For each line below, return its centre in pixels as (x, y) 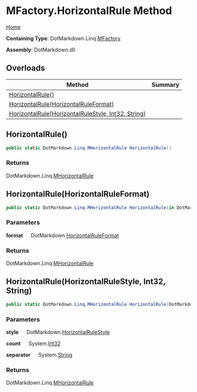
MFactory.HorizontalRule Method (89, 11)
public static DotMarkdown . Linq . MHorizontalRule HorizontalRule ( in (90, 207)
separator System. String (39, 355)
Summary (166, 84)
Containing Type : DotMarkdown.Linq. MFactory (63, 38)
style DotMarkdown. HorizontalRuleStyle (58, 332)
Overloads (26, 68)
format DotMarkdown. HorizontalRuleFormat (62, 235)
